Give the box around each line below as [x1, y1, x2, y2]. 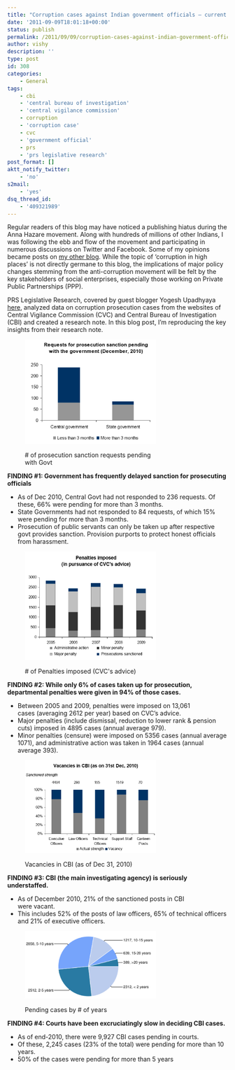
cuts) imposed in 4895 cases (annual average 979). [17, 723, 166, 732]
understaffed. [7, 881, 49, 889]
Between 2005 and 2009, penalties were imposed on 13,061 [17, 701, 190, 709]
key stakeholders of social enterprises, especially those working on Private [7, 275, 224, 283]
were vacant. [17, 902, 55, 910]
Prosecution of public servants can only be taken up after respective [17, 522, 215, 530]
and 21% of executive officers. [17, 916, 106, 925]
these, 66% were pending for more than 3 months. [17, 500, 164, 508]
